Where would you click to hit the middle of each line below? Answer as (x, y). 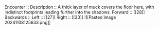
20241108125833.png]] (28, 22)
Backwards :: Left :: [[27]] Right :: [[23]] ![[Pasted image (60, 17)
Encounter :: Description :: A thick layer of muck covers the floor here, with (79, 7)
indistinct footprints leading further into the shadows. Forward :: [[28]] (75, 12)
